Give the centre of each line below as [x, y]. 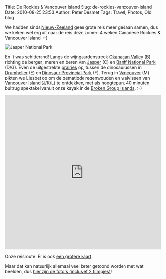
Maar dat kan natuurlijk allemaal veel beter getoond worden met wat [74, 266]
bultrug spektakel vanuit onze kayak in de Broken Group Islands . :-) [74, 88]
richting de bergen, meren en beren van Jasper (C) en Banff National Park [80, 62]
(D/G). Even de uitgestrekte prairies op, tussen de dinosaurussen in [74, 67]
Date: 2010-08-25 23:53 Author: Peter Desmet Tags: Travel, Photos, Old [78, 12]
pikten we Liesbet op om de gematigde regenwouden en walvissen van [78, 78]
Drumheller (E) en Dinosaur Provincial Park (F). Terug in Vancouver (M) [77, 73]
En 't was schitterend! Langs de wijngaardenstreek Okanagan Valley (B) [78, 57]
